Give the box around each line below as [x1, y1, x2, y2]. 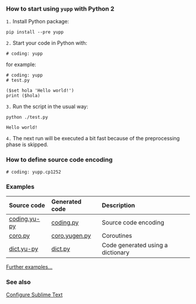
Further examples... [6, 263, 53, 270]
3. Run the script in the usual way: [6, 103, 89, 110]
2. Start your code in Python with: [6, 40, 87, 47]
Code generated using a [101, 241, 168, 249]
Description [101, 201, 135, 209]
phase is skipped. [6, 141, 48, 148]
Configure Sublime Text [6, 291, 63, 298]
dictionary [101, 248, 129, 256]
